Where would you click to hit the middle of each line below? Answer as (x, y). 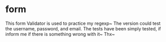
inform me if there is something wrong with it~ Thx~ (60, 34)
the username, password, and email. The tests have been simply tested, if (83, 28)
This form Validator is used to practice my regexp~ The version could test (83, 23)
